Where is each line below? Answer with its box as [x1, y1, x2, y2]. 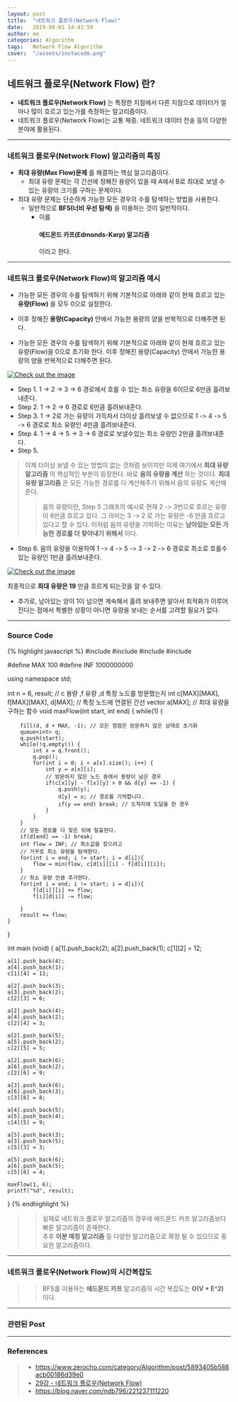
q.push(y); [57, 785, 91, 793]
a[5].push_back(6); [7, 1156, 65, 1163]
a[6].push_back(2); [7, 1063, 65, 1070]
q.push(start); [20, 735, 65, 742]
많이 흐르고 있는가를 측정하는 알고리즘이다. [30, 107, 149, 116]
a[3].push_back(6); [7, 1081, 65, 1089]
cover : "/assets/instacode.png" [7, 50, 106, 57]
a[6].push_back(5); [7, 1162, 65, 1169]
